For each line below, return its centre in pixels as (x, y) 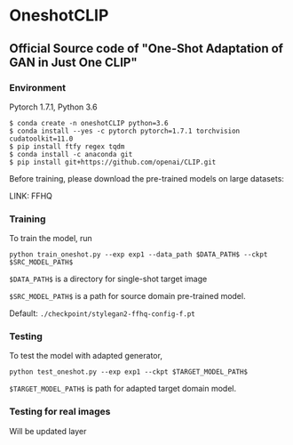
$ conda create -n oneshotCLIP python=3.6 (89, 123)
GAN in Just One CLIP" (73, 62)
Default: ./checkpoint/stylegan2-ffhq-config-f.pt (102, 313)
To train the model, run (51, 239)
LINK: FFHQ (31, 196)
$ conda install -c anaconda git (71, 154)
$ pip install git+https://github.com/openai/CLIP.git (113, 162)
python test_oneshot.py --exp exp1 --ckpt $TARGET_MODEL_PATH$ (129, 372)
